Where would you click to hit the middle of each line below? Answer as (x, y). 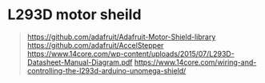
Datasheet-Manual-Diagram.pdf (80, 62)
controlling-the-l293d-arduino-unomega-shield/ (106, 70)
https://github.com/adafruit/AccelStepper (95, 45)
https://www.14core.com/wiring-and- (195, 62)
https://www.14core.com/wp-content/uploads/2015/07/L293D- (131, 53)
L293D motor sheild (74, 15)
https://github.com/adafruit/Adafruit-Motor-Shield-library (121, 37)
